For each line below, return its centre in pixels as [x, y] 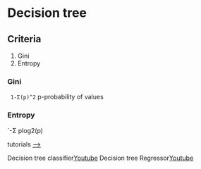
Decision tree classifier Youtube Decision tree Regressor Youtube [100, 158]
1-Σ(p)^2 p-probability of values [57, 97]
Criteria [24, 39]
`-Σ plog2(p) [25, 130]
